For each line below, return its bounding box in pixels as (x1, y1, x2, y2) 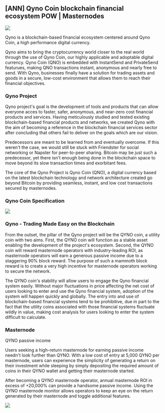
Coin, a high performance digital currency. (5, 39, 91, 45)
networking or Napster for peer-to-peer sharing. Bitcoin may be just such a (5, 150, 157, 155)
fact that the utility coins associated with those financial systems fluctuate (5, 304, 155, 310)
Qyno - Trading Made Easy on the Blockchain (5, 221, 115, 228)
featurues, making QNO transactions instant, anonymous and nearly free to (5, 64, 157, 71)
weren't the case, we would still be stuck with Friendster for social (5, 145, 139, 151)
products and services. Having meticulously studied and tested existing (5, 114, 150, 120)
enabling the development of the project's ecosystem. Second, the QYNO (5, 242, 154, 248)
